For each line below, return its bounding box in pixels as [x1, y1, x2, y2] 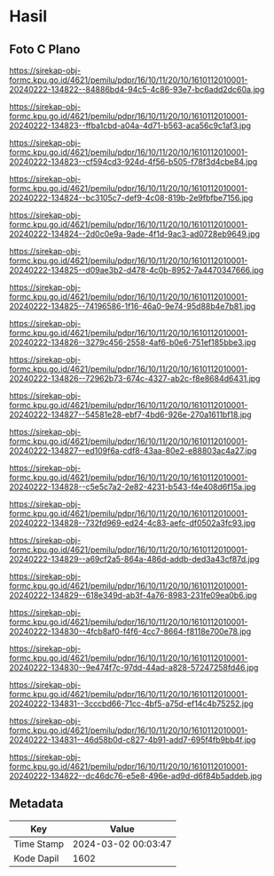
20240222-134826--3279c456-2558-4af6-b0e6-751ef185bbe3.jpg [9, 337, 257, 348]
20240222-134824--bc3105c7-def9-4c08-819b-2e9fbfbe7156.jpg [9, 193, 254, 203]
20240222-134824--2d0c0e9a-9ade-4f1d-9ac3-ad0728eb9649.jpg [9, 229, 260, 239]
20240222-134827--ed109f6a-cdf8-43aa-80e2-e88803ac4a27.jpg [9, 446, 257, 455]
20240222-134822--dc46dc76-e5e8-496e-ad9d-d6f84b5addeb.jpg [9, 771, 262, 781]
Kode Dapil [13, 852, 59, 864]
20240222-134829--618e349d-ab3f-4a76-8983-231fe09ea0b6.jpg [9, 590, 257, 600]
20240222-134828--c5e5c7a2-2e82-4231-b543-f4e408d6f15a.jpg [9, 482, 256, 492]
